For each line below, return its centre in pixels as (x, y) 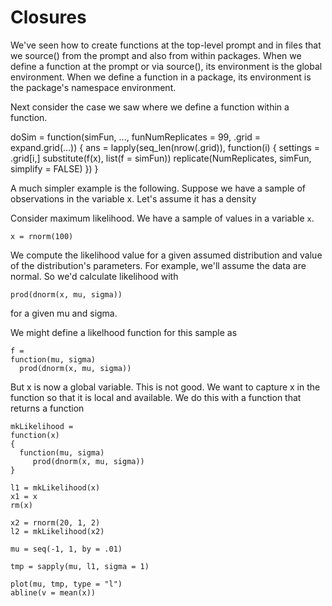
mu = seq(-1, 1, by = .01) (66, 549)
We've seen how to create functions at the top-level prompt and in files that (166, 45)
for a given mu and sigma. (64, 313)
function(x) (35, 435)
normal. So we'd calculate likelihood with (94, 276)
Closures (48, 17)
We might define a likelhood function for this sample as (124, 332)
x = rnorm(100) (42, 236)
